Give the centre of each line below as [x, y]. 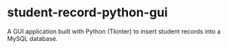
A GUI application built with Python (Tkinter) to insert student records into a [114, 31]
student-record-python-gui [88, 13]
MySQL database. [33, 38]
